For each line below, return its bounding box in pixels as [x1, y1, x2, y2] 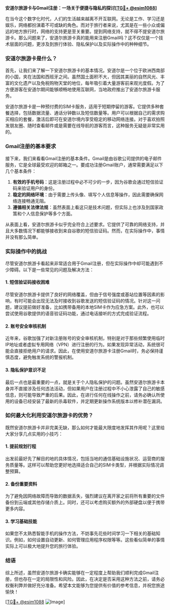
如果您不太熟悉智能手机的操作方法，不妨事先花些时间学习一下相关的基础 [5, 530, 156, 536]
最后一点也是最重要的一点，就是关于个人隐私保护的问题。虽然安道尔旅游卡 [5, 379, 160, 385]
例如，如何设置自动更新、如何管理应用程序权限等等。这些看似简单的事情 [14, 537, 165, 543]
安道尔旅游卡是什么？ [5, 55, 57, 62]
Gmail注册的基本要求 [5, 143, 57, 150]
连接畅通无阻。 [17, 198, 49, 204]
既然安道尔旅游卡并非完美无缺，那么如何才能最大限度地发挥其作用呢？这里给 [5, 424, 165, 430]
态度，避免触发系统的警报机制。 [9, 354, 76, 361]
